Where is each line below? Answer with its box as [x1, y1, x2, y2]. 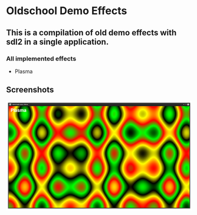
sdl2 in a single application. [6, 37, 109, 47]
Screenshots [6, 85, 54, 95]
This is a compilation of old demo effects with [6, 28, 177, 38]
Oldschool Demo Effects [6, 4, 127, 18]
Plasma [14, 68, 33, 75]
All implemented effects [6, 54, 77, 62]
